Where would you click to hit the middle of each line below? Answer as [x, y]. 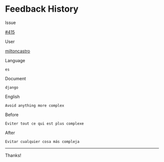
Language [15, 60]
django [12, 87]
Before [12, 115]
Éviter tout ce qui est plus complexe [44, 123]
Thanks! [13, 155]
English [12, 96]
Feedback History [42, 9]
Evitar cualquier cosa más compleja [42, 141]
